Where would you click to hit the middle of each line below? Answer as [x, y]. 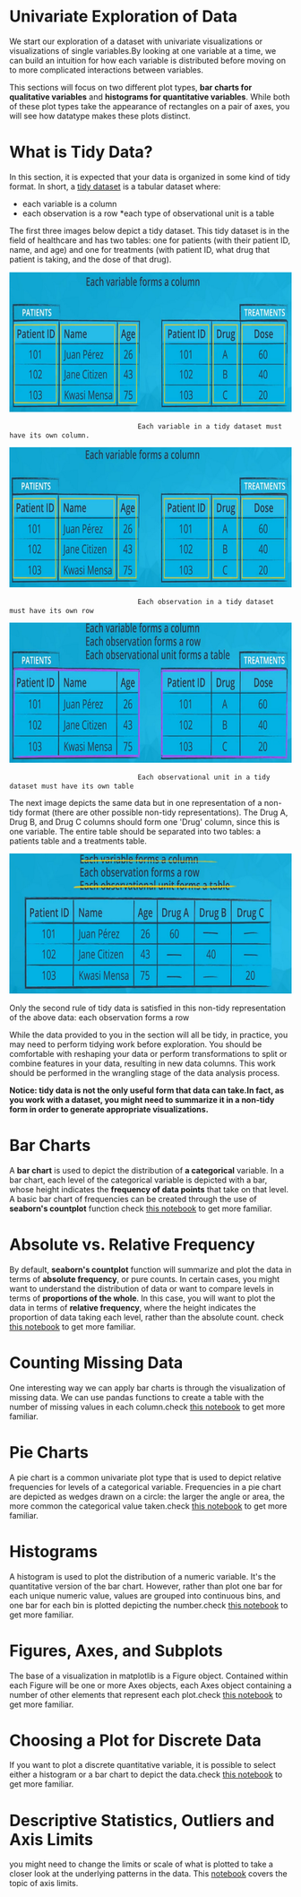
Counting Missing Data [96, 1362]
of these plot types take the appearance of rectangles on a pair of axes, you [150, 106]
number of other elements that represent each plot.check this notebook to [146, 1694]
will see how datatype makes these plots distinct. [100, 116]
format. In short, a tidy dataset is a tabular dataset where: [115, 186]
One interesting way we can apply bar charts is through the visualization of [147, 1388]
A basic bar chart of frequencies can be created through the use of [133, 1199]
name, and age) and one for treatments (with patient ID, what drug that [140, 249]
